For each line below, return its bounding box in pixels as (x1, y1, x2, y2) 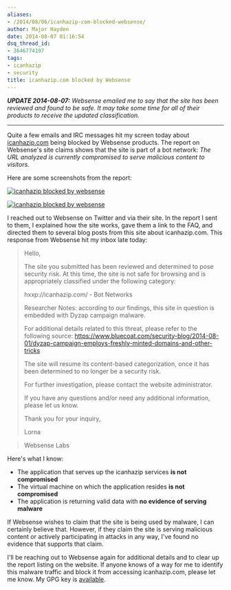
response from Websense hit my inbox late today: (7, 235, 148, 244)
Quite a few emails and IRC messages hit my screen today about (7, 131, 190, 139)
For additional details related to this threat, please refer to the (23, 324, 197, 332)
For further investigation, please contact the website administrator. (23, 380, 213, 389)
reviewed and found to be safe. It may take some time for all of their (7, 103, 201, 112)
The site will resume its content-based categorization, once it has (23, 359, 210, 368)
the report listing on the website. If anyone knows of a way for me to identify (7, 560, 223, 569)
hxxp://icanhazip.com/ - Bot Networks (23, 290, 133, 298)
